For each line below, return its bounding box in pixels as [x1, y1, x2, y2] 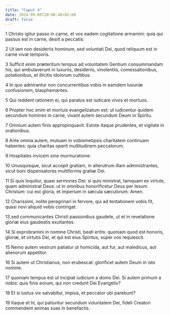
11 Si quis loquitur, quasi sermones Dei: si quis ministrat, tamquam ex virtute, [5, 178, 165, 184]
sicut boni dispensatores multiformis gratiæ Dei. [5, 168, 106, 174]
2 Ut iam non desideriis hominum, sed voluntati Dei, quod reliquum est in [5, 46, 158, 52]
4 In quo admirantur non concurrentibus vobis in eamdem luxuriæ [5, 82, 144, 88]
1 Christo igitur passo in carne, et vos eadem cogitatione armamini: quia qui [5, 31, 163, 37]
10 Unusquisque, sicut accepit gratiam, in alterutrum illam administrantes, [5, 163, 159, 169]
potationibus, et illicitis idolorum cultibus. [5, 72, 91, 78]
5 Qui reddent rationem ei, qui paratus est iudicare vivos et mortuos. [5, 97, 149, 103]
